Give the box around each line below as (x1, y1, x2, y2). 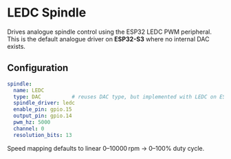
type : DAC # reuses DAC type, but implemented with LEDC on (13, 93, 217, 100)
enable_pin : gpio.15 (13, 106, 72, 113)
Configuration (7, 62, 69, 74)
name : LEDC (13, 87, 45, 94)
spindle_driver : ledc (13, 100, 76, 107)
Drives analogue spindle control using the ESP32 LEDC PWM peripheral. (7, 28, 212, 36)
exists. (7, 42, 26, 50)
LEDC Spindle (7, 5, 87, 21)
